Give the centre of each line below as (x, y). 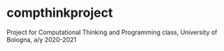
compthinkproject (60, 13)
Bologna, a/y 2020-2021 (42, 39)
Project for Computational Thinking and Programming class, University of (112, 32)
